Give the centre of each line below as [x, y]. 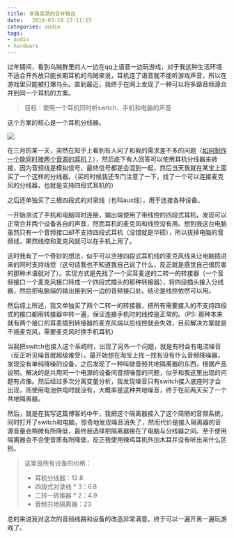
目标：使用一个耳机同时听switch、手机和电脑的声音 [98, 108]
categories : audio [34, 26]
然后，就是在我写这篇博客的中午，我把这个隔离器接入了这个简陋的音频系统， [117, 413]
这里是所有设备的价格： [58, 463]
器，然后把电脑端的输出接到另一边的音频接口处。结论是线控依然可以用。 [111, 291]
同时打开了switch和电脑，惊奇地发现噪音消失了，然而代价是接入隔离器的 [111, 422]
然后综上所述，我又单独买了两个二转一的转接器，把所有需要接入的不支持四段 [117, 305]
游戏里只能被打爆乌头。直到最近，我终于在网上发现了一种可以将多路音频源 [114, 84]
